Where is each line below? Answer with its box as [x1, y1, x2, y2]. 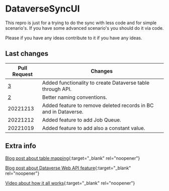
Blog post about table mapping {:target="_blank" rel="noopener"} [5, 155, 140, 161]
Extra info [5, 142, 36, 150]
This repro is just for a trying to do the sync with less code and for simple [5, 20, 157, 26]
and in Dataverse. [42, 108, 84, 115]
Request [12, 71, 33, 78]
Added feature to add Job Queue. [42, 116, 122, 123]
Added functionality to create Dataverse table [42, 79, 150, 86]
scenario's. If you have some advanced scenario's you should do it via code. [5, 25, 164, 31]
